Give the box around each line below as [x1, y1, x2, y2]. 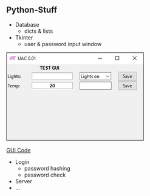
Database [15, 21, 39, 28]
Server [15, 177, 32, 184]
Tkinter [15, 33, 33, 41]
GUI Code [6, 146, 31, 154]
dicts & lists [24, 27, 53, 35]
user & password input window [24, 40, 102, 47]
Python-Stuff [6, 5, 58, 15]
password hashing [24, 164, 71, 172]
